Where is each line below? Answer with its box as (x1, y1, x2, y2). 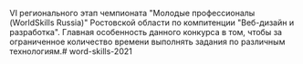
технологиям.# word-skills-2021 (9, 46, 132, 57)
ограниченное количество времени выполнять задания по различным (9, 36, 286, 47)
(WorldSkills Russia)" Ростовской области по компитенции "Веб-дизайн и (9, 17, 295, 28)
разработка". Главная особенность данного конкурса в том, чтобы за (9, 27, 283, 37)
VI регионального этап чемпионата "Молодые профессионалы (9, 8, 256, 18)
